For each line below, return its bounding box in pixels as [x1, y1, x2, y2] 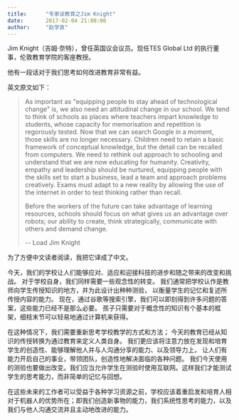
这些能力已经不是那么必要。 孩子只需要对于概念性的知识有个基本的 [19, 304, 215, 313]
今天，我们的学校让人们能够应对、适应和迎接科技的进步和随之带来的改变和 [7, 268, 225, 277]
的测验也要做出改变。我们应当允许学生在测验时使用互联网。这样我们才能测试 [7, 364, 232, 372]
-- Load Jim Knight [24, 238, 80, 247]
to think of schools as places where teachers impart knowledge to [24, 112, 219, 121]
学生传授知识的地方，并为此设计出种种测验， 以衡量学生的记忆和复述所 [19, 286, 228, 295]
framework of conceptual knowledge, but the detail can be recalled [24, 143, 223, 152]
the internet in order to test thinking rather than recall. [24, 188, 183, 196]
